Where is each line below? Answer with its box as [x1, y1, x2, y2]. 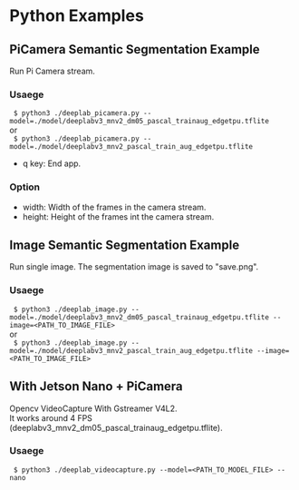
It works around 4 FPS [9, 412, 93, 423]
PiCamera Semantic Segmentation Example [9, 42, 260, 57]
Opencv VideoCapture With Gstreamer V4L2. [9, 403, 178, 414]
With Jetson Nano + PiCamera [9, 378, 183, 395]
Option [9, 181, 41, 193]
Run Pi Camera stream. [9, 65, 95, 76]
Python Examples [9, 5, 145, 26]
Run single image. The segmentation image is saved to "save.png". [9, 261, 259, 272]
